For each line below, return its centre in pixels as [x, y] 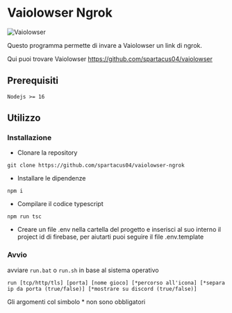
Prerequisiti [33, 81]
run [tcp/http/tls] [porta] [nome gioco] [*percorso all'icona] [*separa [116, 282]
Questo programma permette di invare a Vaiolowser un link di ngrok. [105, 45]
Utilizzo [24, 118]
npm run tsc [24, 217]
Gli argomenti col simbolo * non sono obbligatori [76, 302]
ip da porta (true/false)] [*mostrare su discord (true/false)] [102, 289]
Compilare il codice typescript [60, 204]
